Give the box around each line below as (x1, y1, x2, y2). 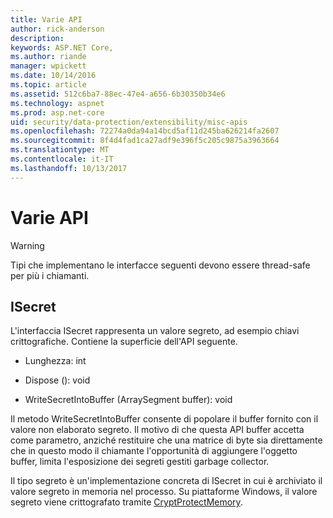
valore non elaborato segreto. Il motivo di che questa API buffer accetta (10, 424, 305, 436)
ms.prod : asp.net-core (10, 107, 105, 118)
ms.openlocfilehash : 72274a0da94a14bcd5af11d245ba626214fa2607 (10, 126, 280, 136)
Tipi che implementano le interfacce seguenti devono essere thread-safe (10, 259, 311, 271)
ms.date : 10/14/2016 (10, 71, 97, 81)
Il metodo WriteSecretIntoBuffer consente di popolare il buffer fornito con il (10, 413, 319, 425)
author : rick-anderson (10, 24, 105, 34)
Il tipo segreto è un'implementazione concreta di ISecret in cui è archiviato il (10, 475, 323, 487)
